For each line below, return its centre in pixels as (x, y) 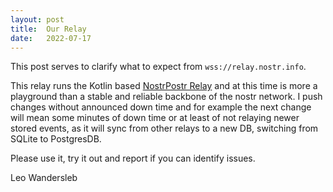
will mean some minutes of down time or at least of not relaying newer (155, 118)
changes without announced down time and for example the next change (161, 107)
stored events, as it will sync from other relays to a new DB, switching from (164, 128)
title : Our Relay (48, 29)
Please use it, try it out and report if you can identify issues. (133, 158)
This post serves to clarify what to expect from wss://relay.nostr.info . (158, 67)
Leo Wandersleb (44, 178)
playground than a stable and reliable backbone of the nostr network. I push (166, 97)
